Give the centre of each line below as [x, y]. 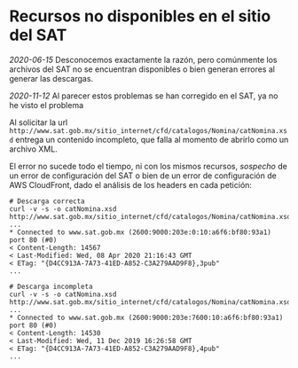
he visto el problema [47, 105]
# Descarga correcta [47, 201]
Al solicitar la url [39, 122]
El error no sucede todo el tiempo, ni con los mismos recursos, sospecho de [149, 166]
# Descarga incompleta [51, 286]
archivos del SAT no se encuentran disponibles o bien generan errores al [142, 69]
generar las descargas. [51, 78]
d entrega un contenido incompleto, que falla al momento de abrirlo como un [149, 139]
